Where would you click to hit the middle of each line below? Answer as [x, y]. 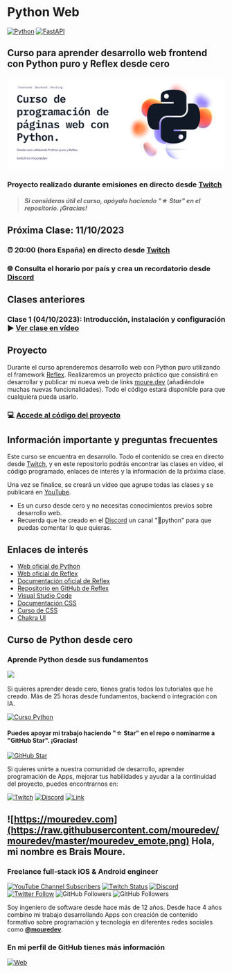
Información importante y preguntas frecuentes [113, 440]
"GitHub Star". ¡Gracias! [43, 740]
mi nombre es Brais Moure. [66, 851]
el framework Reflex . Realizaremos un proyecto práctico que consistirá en [113, 374]
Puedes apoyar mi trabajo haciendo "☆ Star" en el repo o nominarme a [111, 733]
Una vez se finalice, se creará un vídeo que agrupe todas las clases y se [110, 485]
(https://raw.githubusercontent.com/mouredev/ [113, 830]
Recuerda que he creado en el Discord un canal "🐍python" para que [114, 520]
